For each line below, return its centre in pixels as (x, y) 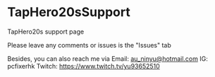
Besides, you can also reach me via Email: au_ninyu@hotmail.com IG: (107, 58)
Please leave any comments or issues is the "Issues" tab (89, 45)
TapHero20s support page (46, 31)
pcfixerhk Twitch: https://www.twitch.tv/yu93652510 (84, 66)
